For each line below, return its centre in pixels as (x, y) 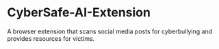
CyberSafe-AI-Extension (79, 13)
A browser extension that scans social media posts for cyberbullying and (110, 31)
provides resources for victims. (51, 38)
